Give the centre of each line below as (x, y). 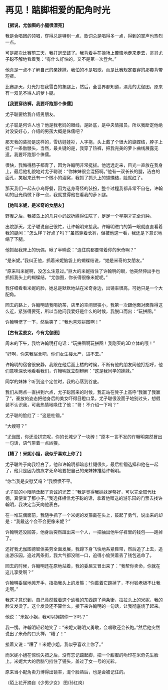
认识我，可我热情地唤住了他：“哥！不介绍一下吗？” (66, 404)
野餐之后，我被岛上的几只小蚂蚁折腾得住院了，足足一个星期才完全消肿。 (79, 216)
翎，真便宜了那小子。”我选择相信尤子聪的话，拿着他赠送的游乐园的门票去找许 (84, 498)
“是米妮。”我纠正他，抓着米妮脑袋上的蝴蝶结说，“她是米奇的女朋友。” (75, 260)
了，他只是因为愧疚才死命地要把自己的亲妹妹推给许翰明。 (64, 470)
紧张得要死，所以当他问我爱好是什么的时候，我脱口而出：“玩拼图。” (87, 311)
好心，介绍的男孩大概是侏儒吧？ (51, 131)
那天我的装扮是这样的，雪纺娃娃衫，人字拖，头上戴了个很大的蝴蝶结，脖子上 (84, 142)
